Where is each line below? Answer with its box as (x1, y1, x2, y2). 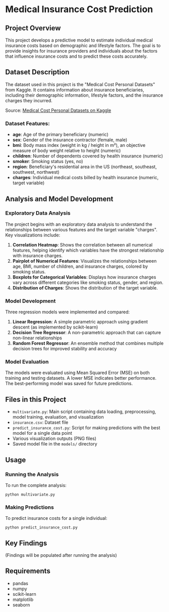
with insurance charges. (12, 252, 63, 259)
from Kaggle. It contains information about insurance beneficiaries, (5, 87, 145, 93)
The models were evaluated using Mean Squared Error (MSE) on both (5, 370, 150, 376)
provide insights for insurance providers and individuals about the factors (5, 48, 158, 54)
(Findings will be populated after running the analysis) (5, 552, 117, 558)
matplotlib (12, 596, 34, 602)
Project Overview (5, 24, 61, 32)
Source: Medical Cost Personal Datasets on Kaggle (5, 107, 111, 113)
